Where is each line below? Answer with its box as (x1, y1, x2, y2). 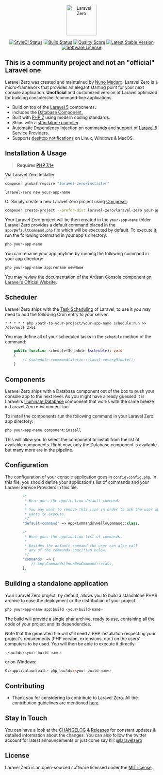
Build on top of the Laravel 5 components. (12, 104, 96, 110)
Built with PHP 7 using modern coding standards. (12, 114, 111, 120)
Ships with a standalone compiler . (12, 119, 80, 125)
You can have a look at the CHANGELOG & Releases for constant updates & (5, 727, 156, 733)
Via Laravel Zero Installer (5, 171, 55, 177)
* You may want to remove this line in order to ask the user (24, 507, 153, 512)
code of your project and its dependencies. (5, 621, 91, 627)
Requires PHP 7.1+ (16, 162, 54, 168)
